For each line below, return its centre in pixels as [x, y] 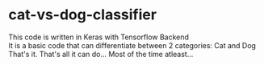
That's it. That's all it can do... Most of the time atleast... [101, 54]
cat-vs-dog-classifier [83, 15]
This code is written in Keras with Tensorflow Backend [99, 37]
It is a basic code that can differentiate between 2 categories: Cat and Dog [132, 45]
